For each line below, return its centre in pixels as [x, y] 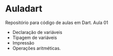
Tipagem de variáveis [35, 37]
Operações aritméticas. [36, 48]
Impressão [23, 42]
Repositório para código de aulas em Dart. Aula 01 [57, 22]
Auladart [24, 9]
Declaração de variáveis [37, 32]
